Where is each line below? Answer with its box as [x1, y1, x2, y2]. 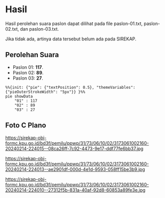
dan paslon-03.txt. [20, 26, 59, 32]
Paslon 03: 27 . [12, 75, 43, 81]
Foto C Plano [5, 121, 46, 130]
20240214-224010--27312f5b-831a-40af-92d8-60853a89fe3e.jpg [5, 187, 146, 193]
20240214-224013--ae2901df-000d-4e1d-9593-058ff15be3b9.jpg [5, 166, 145, 172]
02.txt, [5, 26, 19, 32]
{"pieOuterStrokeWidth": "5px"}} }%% [5, 89, 86, 94]
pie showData [5, 93, 33, 99]
